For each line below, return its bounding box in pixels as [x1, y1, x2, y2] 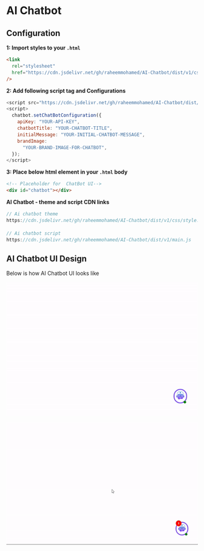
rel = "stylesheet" [12, 63, 56, 69]
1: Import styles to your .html [6, 44, 81, 51]
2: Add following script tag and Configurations [6, 87, 126, 94]
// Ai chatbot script [6, 230, 61, 236]
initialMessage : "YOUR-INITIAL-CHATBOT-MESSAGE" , [17, 132, 146, 138]
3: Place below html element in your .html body [6, 168, 128, 176]
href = [12, 69, 26, 76]
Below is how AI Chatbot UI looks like [6, 269, 100, 277]
